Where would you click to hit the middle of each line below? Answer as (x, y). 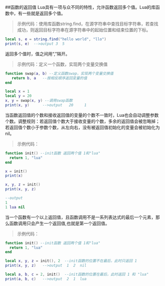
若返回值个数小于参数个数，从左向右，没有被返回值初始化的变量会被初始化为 (82, 127)
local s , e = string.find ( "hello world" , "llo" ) (56, 39)
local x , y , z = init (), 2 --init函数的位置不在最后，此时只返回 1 (71, 261)
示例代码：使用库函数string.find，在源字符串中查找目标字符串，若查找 (88, 24)
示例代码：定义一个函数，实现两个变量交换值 (62, 64)
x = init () (16, 171)
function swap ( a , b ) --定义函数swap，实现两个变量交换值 (59, 73)
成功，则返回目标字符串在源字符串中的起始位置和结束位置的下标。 (84, 30)
